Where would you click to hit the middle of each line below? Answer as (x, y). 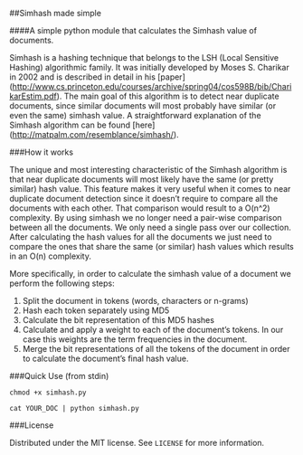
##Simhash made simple (56, 13)
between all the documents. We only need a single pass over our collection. (150, 227)
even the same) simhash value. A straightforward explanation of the (135, 115)
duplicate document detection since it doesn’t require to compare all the (144, 199)
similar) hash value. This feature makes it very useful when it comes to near (150, 189)
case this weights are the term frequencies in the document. (135, 339)
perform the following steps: (62, 283)
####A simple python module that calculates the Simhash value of (133, 30)
